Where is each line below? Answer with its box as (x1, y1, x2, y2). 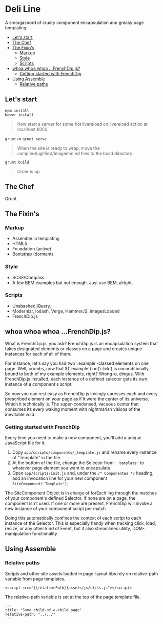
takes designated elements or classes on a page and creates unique (5, 346, 143, 352)
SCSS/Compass (12, 274, 45, 280)
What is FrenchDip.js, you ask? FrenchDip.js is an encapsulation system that (5, 340, 158, 346)
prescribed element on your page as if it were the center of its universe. (5, 396, 150, 401)
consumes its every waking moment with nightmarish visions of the (5, 406, 141, 412)
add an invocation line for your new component (12, 475, 107, 481)
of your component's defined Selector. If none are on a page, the (5, 495, 136, 501)
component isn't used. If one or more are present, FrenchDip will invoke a (5, 500, 153, 506)
